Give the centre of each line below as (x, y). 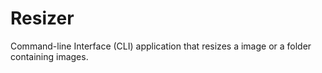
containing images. (49, 56)
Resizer (42, 18)
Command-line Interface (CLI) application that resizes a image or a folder (161, 46)
